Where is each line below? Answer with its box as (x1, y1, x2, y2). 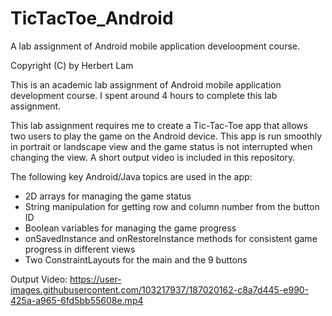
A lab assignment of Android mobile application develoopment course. (10, 40, 300, 52)
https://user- (69, 273, 122, 285)
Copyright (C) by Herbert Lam (10, 59, 134, 71)
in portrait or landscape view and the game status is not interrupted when (10, 140, 313, 152)
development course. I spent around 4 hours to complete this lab (10, 89, 278, 101)
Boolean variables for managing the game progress (24, 222, 237, 234)
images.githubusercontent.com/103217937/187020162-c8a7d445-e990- (10, 283, 310, 296)
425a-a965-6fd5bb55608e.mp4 (10, 294, 144, 306)
